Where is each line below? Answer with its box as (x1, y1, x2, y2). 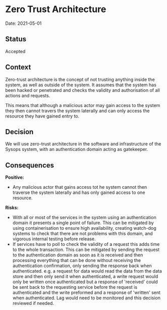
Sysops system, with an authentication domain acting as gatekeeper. (5, 146, 148, 152)
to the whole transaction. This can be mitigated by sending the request (12, 246, 160, 253)
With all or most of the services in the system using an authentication (12, 215, 156, 221)
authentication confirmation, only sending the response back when (12, 263, 152, 269)
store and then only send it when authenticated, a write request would (12, 274, 158, 280)
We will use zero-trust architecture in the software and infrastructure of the (5, 141, 161, 147)
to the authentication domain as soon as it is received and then (12, 252, 143, 258)
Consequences (5, 161, 54, 170)
